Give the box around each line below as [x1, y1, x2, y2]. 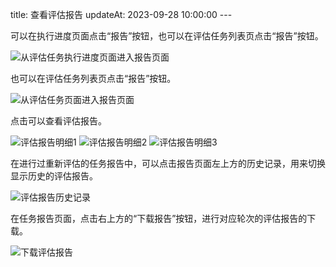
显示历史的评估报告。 [10, 170, 98, 182]
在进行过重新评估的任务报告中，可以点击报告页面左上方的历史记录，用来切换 [10, 158, 326, 169]
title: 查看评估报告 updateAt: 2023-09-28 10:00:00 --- [10, 9, 233, 20]
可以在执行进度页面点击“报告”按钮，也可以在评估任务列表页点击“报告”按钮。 [10, 30, 324, 42]
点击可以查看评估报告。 [10, 115, 107, 127]
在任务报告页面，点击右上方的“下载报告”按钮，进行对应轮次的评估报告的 [10, 213, 308, 224]
